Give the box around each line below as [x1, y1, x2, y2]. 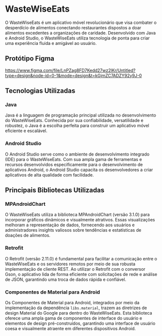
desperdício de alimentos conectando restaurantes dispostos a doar [5, 24, 142, 30]
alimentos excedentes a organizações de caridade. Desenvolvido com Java [5, 30, 156, 36]
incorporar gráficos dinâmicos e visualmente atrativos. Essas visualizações [5, 217, 155, 223]
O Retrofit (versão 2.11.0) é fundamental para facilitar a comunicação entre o [5, 256, 158, 261]
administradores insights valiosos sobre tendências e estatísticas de [5, 227, 142, 233]
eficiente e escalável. [5, 128, 48, 134]
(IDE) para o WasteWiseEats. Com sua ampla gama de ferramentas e [5, 156, 142, 162]
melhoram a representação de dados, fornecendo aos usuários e [5, 222, 135, 228]
